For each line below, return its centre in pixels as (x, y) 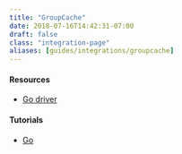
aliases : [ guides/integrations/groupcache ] (92, 51)
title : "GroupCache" (48, 17)
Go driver (39, 99)
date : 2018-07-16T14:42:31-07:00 (72, 26)
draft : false (34, 34)
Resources (30, 79)
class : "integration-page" (60, 43)
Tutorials (26, 120)
